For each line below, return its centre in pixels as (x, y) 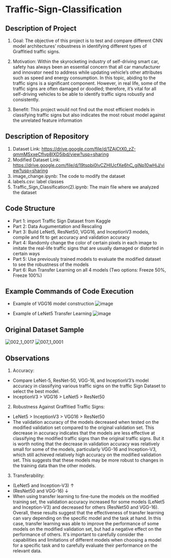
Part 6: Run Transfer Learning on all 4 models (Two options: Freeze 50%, (89, 270)
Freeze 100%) (27, 275)
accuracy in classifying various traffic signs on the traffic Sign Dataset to (89, 386)
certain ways (26, 253)
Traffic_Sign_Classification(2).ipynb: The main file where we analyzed (86, 187)
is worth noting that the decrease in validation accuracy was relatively (86, 444)
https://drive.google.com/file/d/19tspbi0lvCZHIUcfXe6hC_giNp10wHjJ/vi (89, 165)
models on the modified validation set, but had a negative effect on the (87, 529)
